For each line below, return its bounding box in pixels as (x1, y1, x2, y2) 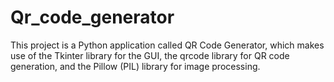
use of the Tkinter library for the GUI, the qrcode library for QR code (10, 49, 290, 61)
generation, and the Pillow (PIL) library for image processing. (10, 60, 261, 72)
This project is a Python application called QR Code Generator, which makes (10, 39, 325, 51)
